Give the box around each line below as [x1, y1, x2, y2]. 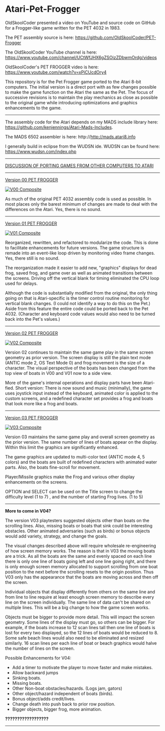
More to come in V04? [5, 508, 52, 514]
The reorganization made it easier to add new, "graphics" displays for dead [5, 265, 157, 271]
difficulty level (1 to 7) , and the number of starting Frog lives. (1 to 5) [5, 493, 143, 500]
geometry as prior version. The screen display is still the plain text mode [5, 354, 151, 360]
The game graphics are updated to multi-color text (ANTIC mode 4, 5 [5, 454, 145, 459]
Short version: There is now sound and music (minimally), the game [15, 385, 152, 391]
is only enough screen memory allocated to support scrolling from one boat [5, 563, 158, 569]
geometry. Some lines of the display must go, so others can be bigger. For [5, 619, 155, 625]
